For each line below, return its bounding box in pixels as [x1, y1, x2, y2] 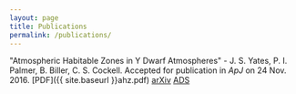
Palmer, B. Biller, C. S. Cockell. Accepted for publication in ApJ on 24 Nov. [9, 65, 287, 76]
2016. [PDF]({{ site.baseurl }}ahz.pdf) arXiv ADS [9, 75, 190, 86]
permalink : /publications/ [9, 30, 112, 39]
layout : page [9, 13, 59, 23]
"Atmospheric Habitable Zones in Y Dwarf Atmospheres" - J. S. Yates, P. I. [9, 56, 288, 67]
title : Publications [9, 22, 88, 31]
